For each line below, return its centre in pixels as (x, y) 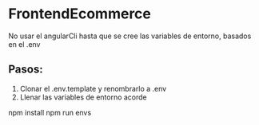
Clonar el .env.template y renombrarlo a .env (93, 88)
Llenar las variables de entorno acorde (84, 97)
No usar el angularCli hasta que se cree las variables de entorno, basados (130, 36)
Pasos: (26, 70)
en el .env (24, 44)
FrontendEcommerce (80, 14)
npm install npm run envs (50, 112)
